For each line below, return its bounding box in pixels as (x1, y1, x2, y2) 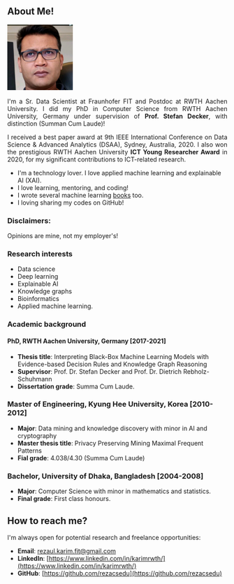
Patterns (17, 446, 42, 455)
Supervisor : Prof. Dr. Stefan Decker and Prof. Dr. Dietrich (17, 367, 182, 376)
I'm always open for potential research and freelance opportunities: (7, 533, 201, 541)
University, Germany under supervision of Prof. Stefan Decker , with (7, 112, 228, 120)
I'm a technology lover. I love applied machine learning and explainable (17, 168, 221, 177)
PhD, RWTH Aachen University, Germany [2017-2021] (7, 337, 166, 345)
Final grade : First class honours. (17, 495, 111, 503)
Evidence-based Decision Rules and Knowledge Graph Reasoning (17, 360, 207, 368)
